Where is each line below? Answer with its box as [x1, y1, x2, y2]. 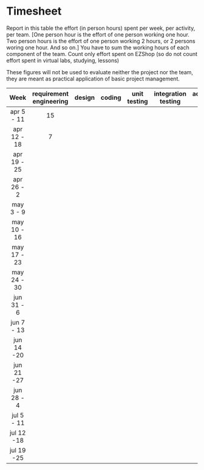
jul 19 [9, 446, 26, 454]
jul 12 [9, 428, 26, 437]
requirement [32, 89, 69, 98]
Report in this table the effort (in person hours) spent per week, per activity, [6, 24, 195, 32]
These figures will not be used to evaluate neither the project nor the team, [6, 68, 193, 75]
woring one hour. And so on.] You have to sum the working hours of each [6, 44, 189, 51]
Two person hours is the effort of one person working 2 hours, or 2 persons [6, 37, 195, 44]
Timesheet [6, 4, 62, 18]
